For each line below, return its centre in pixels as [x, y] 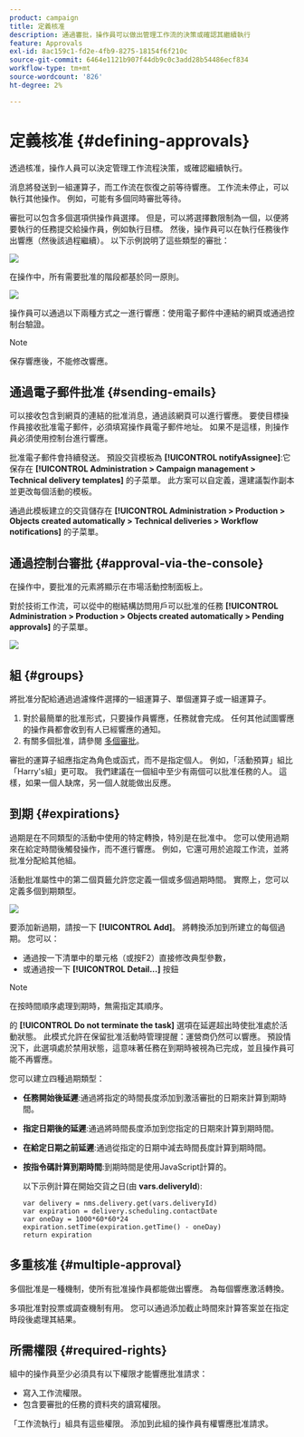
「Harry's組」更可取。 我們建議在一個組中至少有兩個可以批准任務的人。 [143, 771]
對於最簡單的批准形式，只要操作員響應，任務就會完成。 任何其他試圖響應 [158, 718]
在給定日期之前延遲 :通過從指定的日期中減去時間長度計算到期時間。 [147, 1147]
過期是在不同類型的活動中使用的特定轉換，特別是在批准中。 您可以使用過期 [149, 837]
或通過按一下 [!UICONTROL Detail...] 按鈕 [100, 969]
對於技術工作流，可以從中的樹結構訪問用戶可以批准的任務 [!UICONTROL [144, 606]
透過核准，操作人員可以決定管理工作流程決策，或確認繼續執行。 [128, 168]
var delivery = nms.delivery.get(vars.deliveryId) [120, 1203]
